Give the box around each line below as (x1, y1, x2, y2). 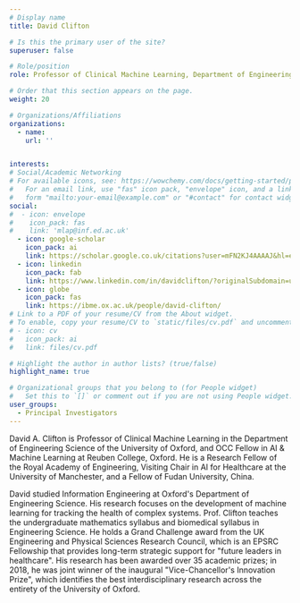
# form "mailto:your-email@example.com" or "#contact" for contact (9, 193, 274, 202)
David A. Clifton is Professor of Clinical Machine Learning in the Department (9, 433, 288, 444)
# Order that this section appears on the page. (9, 87, 194, 96)
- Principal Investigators (17, 408, 118, 417)
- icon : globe (17, 285, 70, 293)
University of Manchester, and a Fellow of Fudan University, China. (9, 471, 254, 481)
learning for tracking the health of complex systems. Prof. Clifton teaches (9, 507, 279, 518)
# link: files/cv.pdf (9, 343, 98, 352)
